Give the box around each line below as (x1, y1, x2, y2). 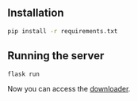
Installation (7, 6, 64, 20)
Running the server (7, 49, 105, 62)
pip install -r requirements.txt (7, 27, 118, 35)
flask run (7, 70, 40, 78)
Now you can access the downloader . (7, 84, 131, 94)
